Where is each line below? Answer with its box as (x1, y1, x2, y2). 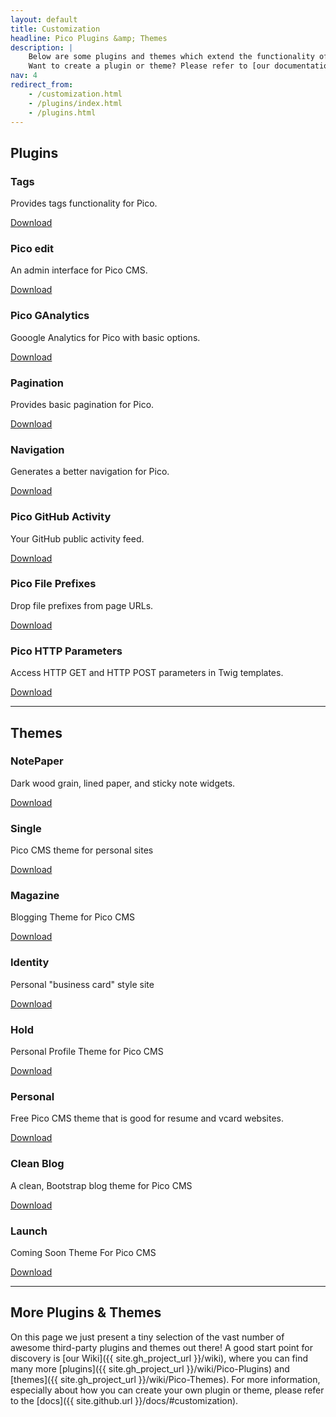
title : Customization (10, 24, 101, 34)
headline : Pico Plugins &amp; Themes (10, 33, 168, 43)
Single (10, 821, 42, 835)
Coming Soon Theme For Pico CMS (10, 1246, 157, 1258)
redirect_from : (10, 80, 74, 90)
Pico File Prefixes (10, 577, 97, 591)
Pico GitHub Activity (10, 510, 112, 524)
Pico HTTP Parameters (10, 644, 123, 658)
